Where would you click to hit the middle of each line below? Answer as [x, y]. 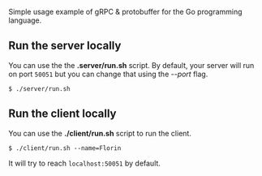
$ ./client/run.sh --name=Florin [65, 148]
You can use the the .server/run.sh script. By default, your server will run [131, 65]
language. [25, 20]
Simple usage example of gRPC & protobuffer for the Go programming [125, 12]
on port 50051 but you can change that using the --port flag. [108, 74]
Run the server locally [65, 46]
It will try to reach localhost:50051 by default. [84, 163]
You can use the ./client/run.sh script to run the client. [100, 133]
